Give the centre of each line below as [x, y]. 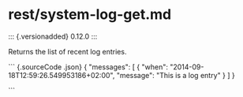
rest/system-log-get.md [90, 15]
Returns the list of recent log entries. [67, 51]
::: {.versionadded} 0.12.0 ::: [53, 36]
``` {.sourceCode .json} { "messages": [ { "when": [88, 67]
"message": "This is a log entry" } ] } [176, 75]
